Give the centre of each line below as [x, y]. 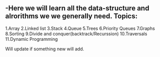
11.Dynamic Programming [32, 39]
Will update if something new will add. [45, 49]
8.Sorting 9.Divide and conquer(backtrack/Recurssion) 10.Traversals [76, 34]
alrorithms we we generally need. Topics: [71, 16]
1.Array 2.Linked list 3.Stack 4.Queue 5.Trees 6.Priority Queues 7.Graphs [80, 28]
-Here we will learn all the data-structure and [77, 8]
